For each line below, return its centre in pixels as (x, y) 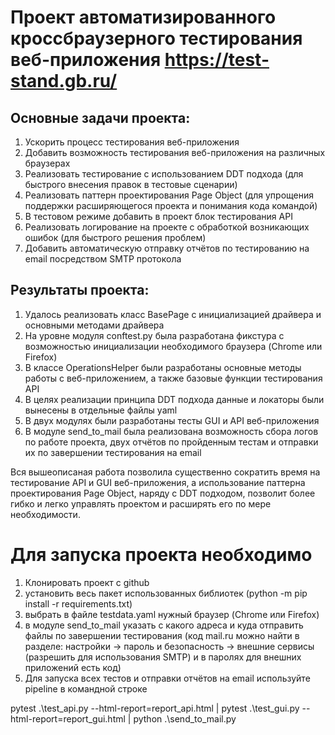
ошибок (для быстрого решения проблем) (115, 237)
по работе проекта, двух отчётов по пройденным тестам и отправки (171, 442)
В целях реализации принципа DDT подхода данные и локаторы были (174, 399)
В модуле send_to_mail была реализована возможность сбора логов (171, 431)
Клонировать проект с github (87, 582)
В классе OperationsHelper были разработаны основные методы (163, 367)
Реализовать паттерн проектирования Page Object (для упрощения (169, 195)
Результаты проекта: (80, 290)
